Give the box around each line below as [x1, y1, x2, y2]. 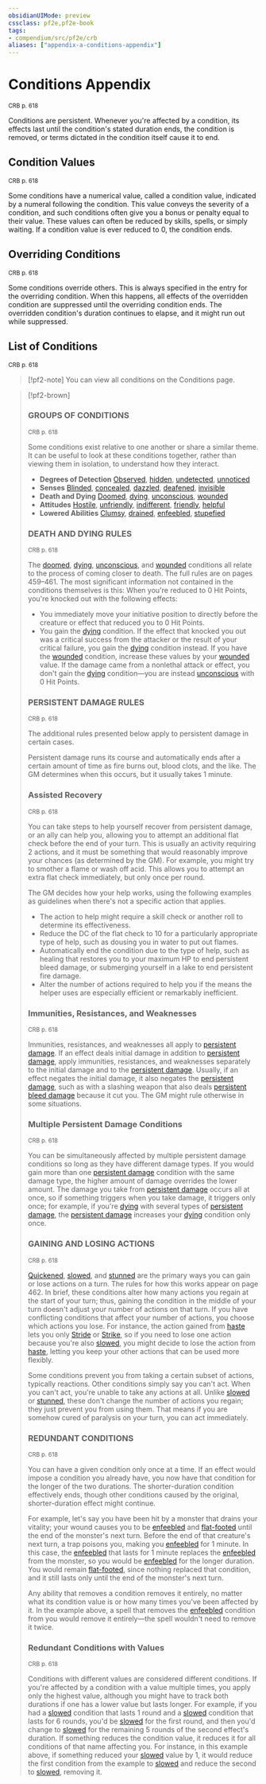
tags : [8, 26, 26, 34]
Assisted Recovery [27, 790, 103, 801]
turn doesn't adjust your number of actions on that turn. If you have [27, 1304, 249, 1314]
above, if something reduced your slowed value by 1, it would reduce [27, 1751, 253, 1760]
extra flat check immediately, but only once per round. [27, 872, 206, 882]
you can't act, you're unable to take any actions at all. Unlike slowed [27, 1387, 250, 1397]
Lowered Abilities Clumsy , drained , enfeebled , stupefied [39, 508, 226, 517]
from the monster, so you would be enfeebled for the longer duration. [27, 1556, 255, 1565]
